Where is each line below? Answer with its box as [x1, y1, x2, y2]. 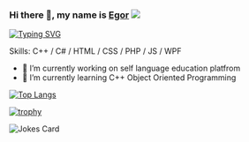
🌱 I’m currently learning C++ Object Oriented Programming [21, 72, 237, 83]
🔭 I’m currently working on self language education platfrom [21, 63, 241, 74]
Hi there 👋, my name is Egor [9, 9, 130, 21]
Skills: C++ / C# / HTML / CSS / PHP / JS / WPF [9, 46, 183, 56]
